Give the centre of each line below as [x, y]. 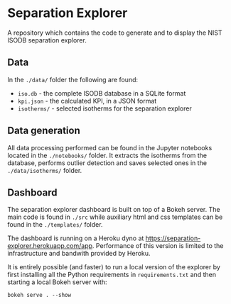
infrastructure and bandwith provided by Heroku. [79, 254]
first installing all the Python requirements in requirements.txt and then [112, 275]
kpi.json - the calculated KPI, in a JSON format [87, 101]
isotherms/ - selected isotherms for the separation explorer [104, 108]
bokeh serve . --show [39, 295]
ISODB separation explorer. [47, 40]
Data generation [44, 131]
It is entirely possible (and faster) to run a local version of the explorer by [114, 267]
